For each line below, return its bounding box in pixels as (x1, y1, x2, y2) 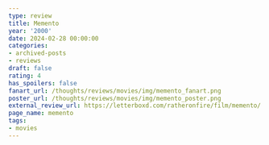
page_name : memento (8, 110, 74, 118)
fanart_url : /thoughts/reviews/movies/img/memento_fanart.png (8, 86, 221, 95)
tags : (8, 117, 27, 125)
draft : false (8, 64, 52, 72)
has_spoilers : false (8, 79, 78, 87)
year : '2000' (8, 27, 52, 35)
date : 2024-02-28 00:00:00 (8, 34, 99, 43)
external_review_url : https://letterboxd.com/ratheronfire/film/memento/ (8, 101, 262, 110)
